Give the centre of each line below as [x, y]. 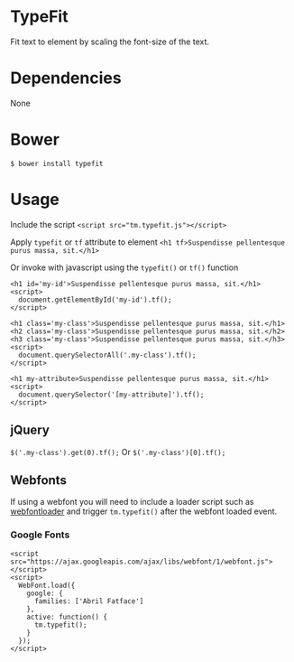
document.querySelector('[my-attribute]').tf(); [111, 395]
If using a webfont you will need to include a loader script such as [133, 502]
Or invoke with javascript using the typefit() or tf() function [124, 267]
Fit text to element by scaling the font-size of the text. [110, 42]
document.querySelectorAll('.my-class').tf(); [107, 355]
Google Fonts [40, 535]
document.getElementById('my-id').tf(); [95, 300]
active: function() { [67, 617]
